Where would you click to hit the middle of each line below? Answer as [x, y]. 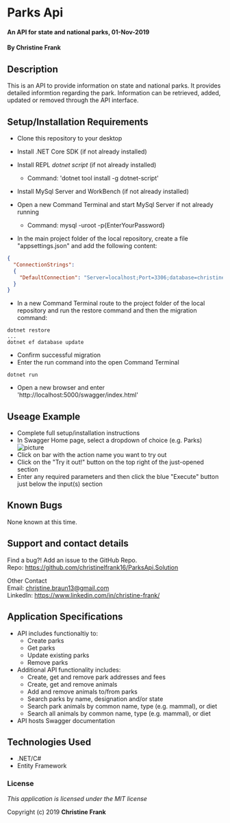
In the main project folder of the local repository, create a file [102, 238]
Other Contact [27, 580]
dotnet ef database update [46, 343]
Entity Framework [42, 766]
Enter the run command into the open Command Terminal [98, 363]
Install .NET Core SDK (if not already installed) [82, 151]
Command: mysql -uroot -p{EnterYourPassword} [96, 225]
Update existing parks [58, 655]
